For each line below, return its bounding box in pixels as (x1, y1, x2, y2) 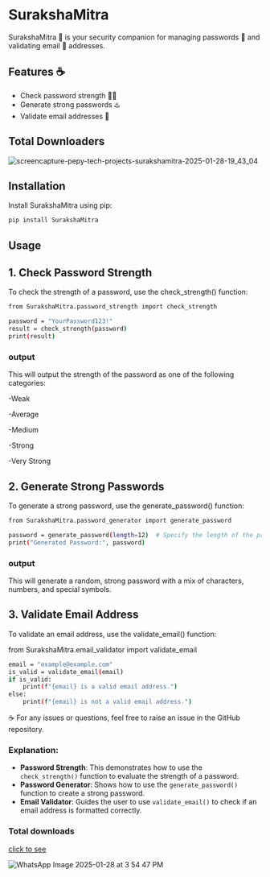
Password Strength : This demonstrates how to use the (19, 763, 202, 772)
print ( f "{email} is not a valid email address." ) (22, 698, 193, 706)
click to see (8, 844, 47, 854)
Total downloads (8, 825, 75, 837)
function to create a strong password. (19, 788, 145, 798)
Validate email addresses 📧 (19, 111, 110, 121)
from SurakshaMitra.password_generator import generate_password (8, 517, 231, 525)
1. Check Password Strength (8, 266, 153, 279)
